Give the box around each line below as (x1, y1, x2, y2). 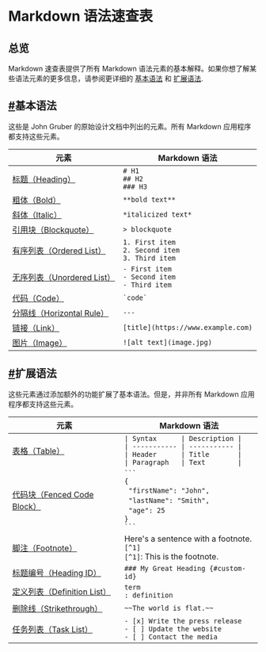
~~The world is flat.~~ (123, 604, 214, 612)
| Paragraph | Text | (123, 458, 242, 466)
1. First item (122, 237, 177, 247)
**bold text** (122, 195, 177, 204)
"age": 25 (128, 505, 165, 515)
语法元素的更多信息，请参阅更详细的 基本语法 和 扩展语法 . (14, 74, 203, 83)
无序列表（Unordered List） (12, 271, 116, 282)
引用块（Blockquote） (12, 224, 94, 235)
